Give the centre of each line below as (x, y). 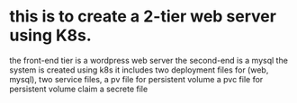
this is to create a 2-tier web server (143, 17)
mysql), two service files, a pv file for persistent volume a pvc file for (136, 79)
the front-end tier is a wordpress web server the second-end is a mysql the (148, 60)
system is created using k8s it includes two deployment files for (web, (139, 70)
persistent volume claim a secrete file (79, 89)
